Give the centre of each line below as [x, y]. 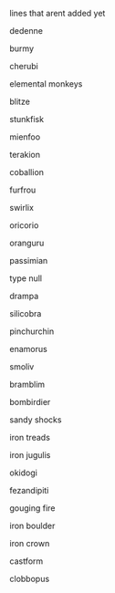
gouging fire [32, 508]
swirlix [22, 208]
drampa [24, 296]
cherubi [24, 66]
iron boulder [32, 525]
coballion [26, 172]
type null [26, 278]
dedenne [26, 31]
